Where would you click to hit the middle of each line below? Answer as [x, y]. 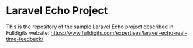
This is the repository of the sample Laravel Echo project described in [90, 27]
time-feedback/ [25, 39]
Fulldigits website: [28, 32]
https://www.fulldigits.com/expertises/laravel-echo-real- [119, 32]
